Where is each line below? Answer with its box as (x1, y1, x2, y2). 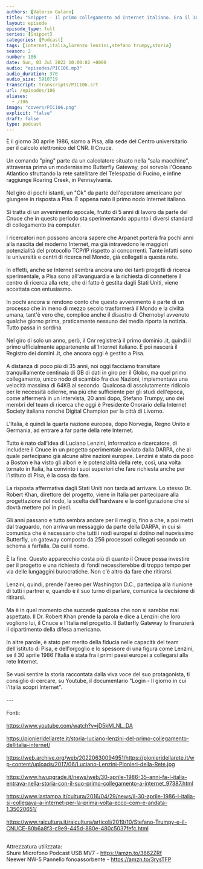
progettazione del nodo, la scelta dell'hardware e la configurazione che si (6, 497, 189, 505)
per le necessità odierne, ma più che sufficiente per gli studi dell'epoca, (6, 388, 184, 396)
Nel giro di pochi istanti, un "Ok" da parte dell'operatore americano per (6, 189, 182, 196)
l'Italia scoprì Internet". (6, 683, 63, 691)
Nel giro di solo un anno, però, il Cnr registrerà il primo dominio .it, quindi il (6, 337, 192, 344)
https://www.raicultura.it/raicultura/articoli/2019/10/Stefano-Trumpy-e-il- (6, 818, 187, 825)
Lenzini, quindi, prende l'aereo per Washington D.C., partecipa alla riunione (6, 581, 193, 588)
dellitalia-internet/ (6, 741, 51, 749)
